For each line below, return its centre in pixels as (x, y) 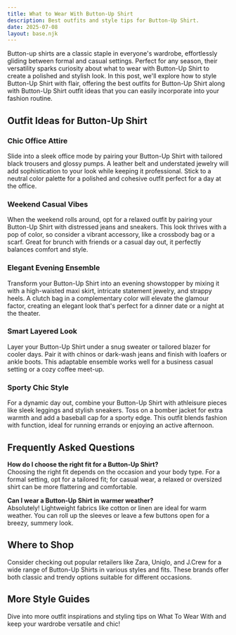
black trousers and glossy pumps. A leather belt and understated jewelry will (118, 164)
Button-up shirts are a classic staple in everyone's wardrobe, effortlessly (112, 54)
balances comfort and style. (48, 249)
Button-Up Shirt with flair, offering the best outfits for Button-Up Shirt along (116, 84)
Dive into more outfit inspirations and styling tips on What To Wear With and (117, 616)
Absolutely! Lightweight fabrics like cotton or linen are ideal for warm (107, 507)
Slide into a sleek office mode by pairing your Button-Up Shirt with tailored (115, 156)
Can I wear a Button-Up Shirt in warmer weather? (80, 500)
